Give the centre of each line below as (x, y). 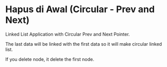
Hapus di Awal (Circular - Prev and (80, 9)
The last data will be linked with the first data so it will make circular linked (84, 44)
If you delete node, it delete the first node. (50, 59)
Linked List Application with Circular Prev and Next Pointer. (68, 34)
